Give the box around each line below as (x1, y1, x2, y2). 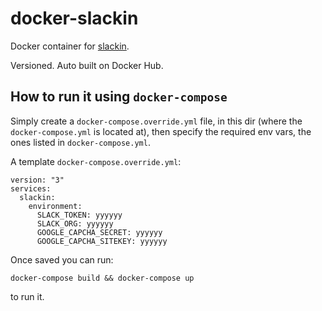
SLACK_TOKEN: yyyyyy (36, 210, 123, 220)
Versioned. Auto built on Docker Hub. (10, 59, 164, 71)
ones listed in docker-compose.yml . (10, 136, 151, 148)
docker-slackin (10, 7, 139, 30)
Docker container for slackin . (10, 40, 130, 52)
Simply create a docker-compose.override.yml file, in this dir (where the (10, 115, 303, 127)
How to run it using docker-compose (10, 88, 228, 106)
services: (10, 183, 52, 194)
